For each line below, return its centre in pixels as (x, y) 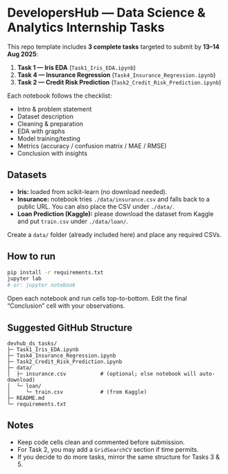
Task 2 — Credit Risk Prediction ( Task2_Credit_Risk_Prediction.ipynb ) (119, 82)
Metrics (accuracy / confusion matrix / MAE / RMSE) (92, 146)
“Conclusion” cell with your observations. (66, 306)
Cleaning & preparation (50, 123)
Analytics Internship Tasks (86, 27)
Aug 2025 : (23, 54)
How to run (32, 257)
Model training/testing (49, 138)
